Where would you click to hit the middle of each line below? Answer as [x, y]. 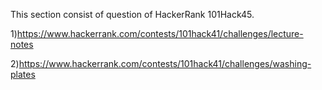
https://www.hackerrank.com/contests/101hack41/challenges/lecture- [160, 33]
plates [23, 74]
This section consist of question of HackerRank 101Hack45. [132, 14]
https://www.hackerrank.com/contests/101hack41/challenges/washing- [165, 63]
